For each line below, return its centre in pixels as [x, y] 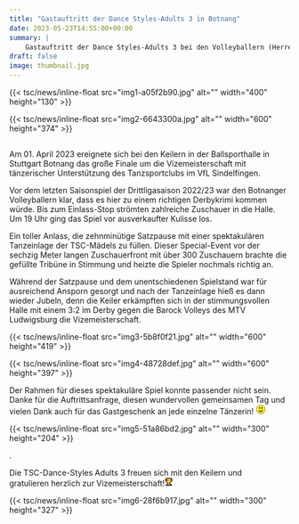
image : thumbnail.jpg [49, 66]
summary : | [29, 37]
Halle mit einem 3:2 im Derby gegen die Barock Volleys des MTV [128, 310]
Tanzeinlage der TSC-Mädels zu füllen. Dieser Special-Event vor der [134, 246]
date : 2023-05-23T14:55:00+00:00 [71, 28]
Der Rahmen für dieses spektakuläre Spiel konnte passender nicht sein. [140, 390]
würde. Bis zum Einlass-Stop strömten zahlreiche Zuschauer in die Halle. [142, 209]
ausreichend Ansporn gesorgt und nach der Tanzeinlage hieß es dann [137, 291]
